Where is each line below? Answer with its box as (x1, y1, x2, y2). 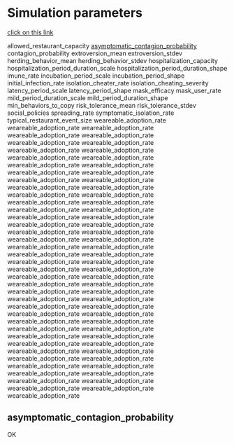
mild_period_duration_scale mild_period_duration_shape (7, 93, 168, 102)
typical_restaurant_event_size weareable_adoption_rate (7, 116, 166, 124)
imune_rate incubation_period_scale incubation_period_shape (7, 71, 185, 80)
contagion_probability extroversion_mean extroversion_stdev (7, 49, 183, 57)
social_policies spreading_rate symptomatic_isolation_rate (7, 109, 175, 117)
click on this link (7, 28, 54, 36)
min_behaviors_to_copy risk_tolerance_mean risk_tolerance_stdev (7, 101, 197, 109)
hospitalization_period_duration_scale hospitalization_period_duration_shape (7, 64, 228, 72)
